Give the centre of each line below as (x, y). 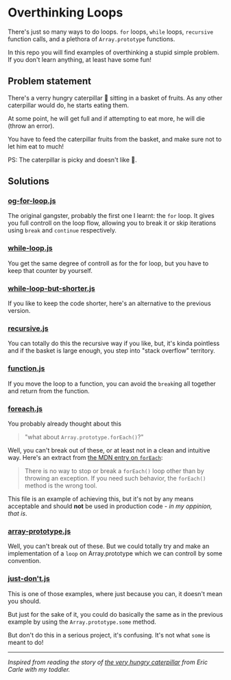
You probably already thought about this (65, 424)
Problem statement (50, 81)
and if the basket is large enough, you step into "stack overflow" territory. (111, 351)
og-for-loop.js (32, 201)
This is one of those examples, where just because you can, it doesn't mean (115, 593)
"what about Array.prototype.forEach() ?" (84, 437)
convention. (25, 561)
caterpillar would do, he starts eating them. (69, 105)
